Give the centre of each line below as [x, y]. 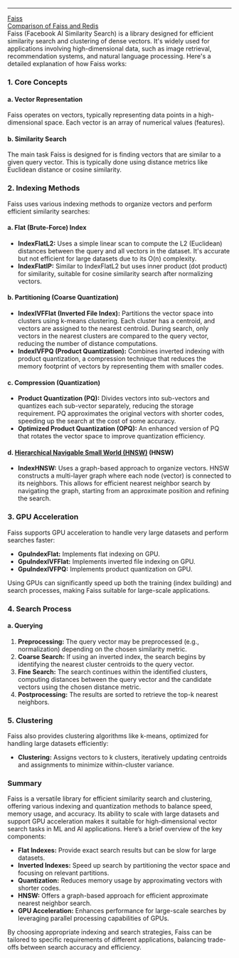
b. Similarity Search [37, 139]
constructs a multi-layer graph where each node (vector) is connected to [124, 476]
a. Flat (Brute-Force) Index [47, 228]
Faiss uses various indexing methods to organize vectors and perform [110, 204]
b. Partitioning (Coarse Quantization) [63, 298]
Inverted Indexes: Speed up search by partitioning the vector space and [124, 865]
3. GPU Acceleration [43, 517]
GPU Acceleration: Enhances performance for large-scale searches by [122, 911]
